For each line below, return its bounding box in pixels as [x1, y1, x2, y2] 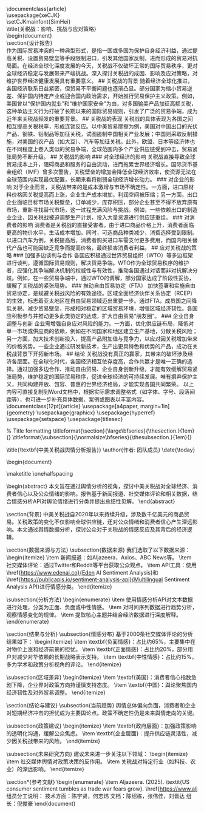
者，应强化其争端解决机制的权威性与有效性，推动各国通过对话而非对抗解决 [6, 267, 192, 274]
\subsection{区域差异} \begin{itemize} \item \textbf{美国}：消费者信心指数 [6, 673, 191, 681]
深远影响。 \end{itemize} [22, 766, 85, 772]
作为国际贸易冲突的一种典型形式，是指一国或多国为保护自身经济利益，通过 [6, 47, 192, 54]
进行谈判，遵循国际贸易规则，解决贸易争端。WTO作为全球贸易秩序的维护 [6, 259, 189, 266]
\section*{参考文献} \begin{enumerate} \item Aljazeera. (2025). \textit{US [6, 778, 190, 785]
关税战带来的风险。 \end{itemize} [16, 737, 101, 744]
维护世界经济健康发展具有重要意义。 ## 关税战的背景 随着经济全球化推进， [6, 77, 193, 84]
